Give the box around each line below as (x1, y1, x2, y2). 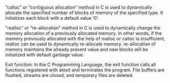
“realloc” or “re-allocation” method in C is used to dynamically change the (5, 25, 161, 31)
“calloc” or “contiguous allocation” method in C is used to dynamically (5, 5, 152, 10)
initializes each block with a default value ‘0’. (5, 15, 99, 21)
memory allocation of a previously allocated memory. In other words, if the (5, 30, 162, 36)
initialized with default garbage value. (5, 52, 84, 58)
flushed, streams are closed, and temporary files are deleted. (5, 72, 134, 78)
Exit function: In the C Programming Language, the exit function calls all (5, 62, 156, 67)
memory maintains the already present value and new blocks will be (5, 47, 148, 52)
